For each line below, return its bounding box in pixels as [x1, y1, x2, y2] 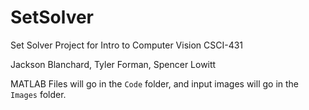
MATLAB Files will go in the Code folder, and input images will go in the [10, 77, 300, 90]
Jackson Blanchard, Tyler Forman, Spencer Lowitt [10, 58, 217, 70]
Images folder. [10, 88, 67, 100]
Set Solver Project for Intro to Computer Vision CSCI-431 [10, 39, 244, 51]
